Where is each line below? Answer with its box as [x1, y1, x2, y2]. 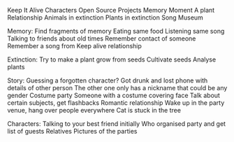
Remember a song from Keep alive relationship [7, 42, 142, 50]
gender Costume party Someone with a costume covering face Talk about [7, 91, 220, 99]
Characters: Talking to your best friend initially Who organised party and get [7, 120, 226, 128]
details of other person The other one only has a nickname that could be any [7, 84, 228, 92]
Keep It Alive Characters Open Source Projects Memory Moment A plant [7, 6, 215, 14]
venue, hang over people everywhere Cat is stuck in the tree [7, 106, 182, 114]
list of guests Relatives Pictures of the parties [7, 127, 138, 135]
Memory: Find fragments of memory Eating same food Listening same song [7, 27, 225, 35]
